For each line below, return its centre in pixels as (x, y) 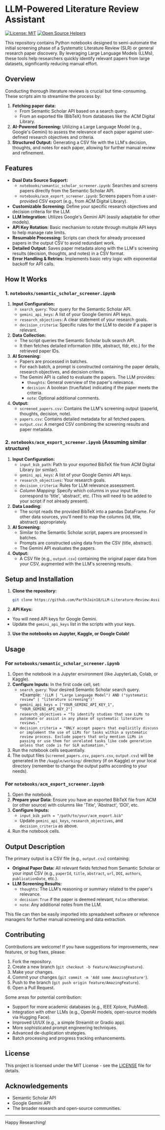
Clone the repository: (34, 591)
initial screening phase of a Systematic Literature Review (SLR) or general (79, 48)
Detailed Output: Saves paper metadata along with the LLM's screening (85, 248)
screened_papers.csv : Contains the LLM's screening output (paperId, (89, 408)
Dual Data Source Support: (40, 180)
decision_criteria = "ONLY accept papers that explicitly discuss (89, 728)
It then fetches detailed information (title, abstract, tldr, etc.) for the (87, 346)
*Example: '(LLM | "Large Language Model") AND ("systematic (84, 694)
